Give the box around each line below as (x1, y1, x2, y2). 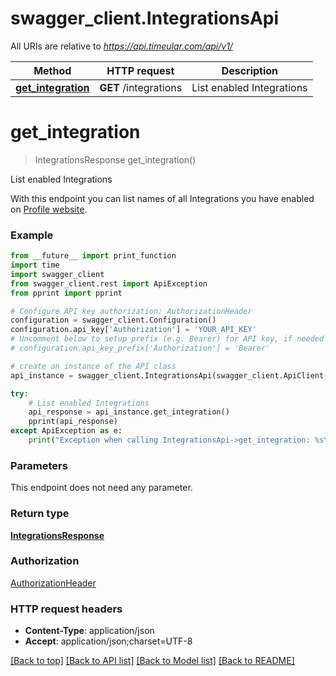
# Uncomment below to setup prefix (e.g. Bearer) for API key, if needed (10, 334, 325, 344)
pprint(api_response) (28, 417, 118, 427)
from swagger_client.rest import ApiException (10, 278, 208, 289)
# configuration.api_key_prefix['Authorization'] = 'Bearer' (10, 343, 271, 354)
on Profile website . (10, 203, 88, 215)
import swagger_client (10, 269, 105, 279)
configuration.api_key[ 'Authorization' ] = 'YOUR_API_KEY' (10, 325, 257, 335)
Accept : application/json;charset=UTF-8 (24, 635, 193, 647)
